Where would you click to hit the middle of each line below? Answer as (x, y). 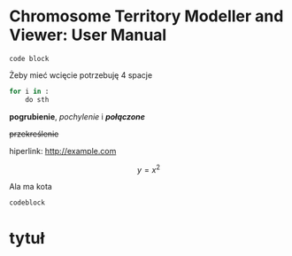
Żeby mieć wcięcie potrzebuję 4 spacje (81, 75)
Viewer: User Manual (88, 35)
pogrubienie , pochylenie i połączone (77, 116)
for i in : (29, 91)
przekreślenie (34, 134)
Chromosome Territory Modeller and (146, 16)
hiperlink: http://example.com (63, 151)
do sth (37, 99)
